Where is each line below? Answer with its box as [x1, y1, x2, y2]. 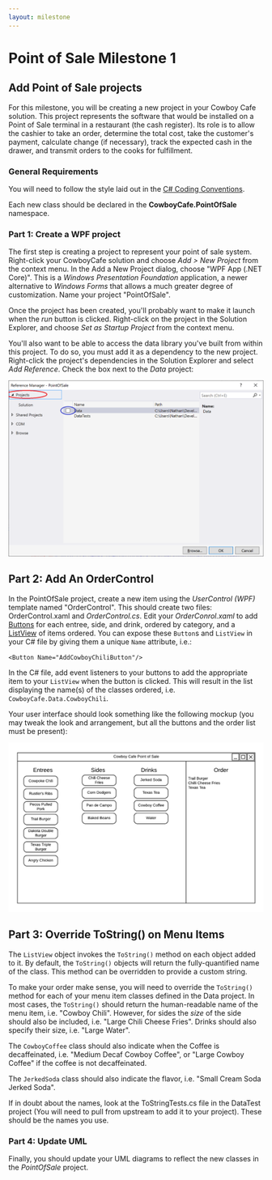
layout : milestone [8, 13, 70, 21]
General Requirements [8, 166, 99, 177]
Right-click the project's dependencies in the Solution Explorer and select [8, 356, 253, 366]
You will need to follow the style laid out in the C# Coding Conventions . [8, 184, 245, 193]
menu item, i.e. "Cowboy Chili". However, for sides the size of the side [8, 1008, 241, 1017]
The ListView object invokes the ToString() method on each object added [8, 949, 257, 959]
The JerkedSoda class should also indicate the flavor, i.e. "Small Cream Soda [8, 1073, 261, 1084]
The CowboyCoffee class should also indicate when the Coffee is [8, 1041, 220, 1051]
